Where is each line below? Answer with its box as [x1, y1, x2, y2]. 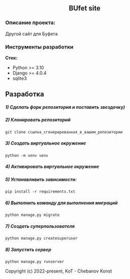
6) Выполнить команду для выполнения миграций [5, 200, 118, 206]
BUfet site [69, 4, 101, 13]
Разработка [5, 90, 44, 99]
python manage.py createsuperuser [5, 236, 78, 241]
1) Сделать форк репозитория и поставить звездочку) [5, 104, 125, 110]
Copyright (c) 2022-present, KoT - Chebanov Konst [5, 268, 112, 274]
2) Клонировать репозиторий [5, 117, 71, 123]
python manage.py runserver [5, 259, 64, 264]
